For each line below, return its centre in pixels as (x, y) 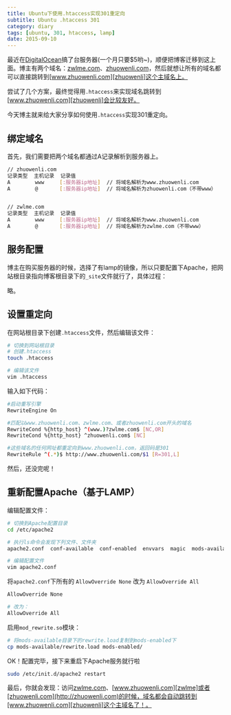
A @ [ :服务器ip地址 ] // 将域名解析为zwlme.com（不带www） (106, 227)
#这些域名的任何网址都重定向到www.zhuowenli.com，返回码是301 (88, 448)
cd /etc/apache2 (30, 530)
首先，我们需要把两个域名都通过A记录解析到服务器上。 (85, 156)
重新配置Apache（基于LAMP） (73, 492)
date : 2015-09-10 (32, 39)
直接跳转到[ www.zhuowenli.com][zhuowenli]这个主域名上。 (103, 77)
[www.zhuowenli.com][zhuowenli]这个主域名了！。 (80, 705)
